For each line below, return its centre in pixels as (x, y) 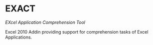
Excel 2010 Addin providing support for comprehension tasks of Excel (77, 32)
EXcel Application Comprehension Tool (45, 22)
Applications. (19, 37)
